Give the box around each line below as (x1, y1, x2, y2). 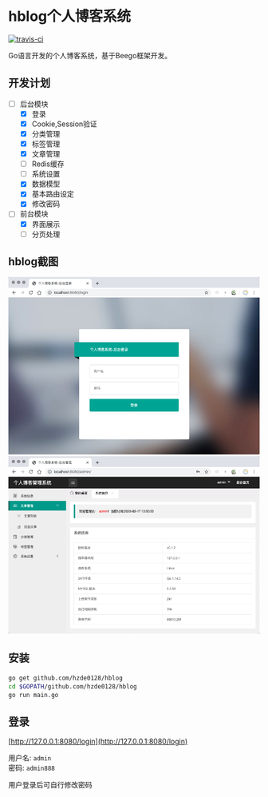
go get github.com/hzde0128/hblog (8, 674, 124, 682)
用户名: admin (8, 753, 52, 763)
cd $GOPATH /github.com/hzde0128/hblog (8, 682, 137, 691)
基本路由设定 (31, 189, 74, 199)
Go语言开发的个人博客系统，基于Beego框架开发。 (8, 50, 172, 60)
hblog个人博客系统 (8, 7, 132, 26)
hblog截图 (8, 255, 59, 268)
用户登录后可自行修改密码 (8, 780, 93, 790)
